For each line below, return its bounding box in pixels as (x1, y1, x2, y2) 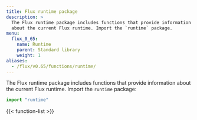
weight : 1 (17, 52, 41, 58)
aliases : (6, 58, 28, 64)
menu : (6, 31, 19, 36)
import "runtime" (6, 97, 49, 103)
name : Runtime (17, 42, 51, 48)
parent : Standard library (17, 47, 81, 53)
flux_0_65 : (11, 36, 38, 42)
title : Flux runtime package (6, 8, 78, 15)
